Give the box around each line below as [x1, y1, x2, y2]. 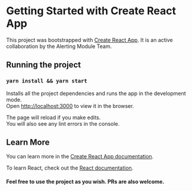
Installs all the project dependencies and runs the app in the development [6, 90, 186, 97]
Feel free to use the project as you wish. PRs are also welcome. [6, 178, 165, 185]
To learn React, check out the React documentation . [6, 164, 134, 171]
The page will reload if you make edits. [6, 114, 101, 121]
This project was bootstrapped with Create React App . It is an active [6, 36, 174, 43]
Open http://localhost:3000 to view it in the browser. [6, 102, 134, 109]
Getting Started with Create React [6, 4, 177, 18]
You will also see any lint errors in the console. [6, 120, 120, 127]
